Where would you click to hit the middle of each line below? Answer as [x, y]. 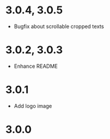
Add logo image [33, 106]
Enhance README [36, 66]
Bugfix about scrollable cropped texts [59, 26]
